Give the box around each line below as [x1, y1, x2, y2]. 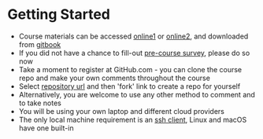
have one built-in [18, 123, 74, 133]
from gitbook [18, 39, 61, 49]
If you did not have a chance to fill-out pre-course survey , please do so [18, 48, 250, 57]
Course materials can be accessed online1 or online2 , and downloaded [18, 31, 249, 41]
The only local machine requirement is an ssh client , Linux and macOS [18, 115, 247, 124]
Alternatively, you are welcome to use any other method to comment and [18, 90, 255, 99]
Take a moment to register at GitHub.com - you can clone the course [18, 64, 243, 74]
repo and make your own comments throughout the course [18, 73, 210, 82]
